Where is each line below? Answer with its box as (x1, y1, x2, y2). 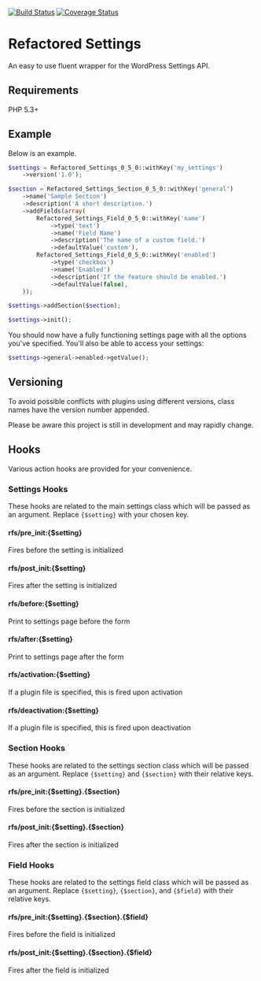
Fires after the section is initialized (8, 839, 119, 850)
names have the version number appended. (8, 405, 149, 414)
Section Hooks (8, 742, 65, 753)
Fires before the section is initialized (8, 804, 125, 814)
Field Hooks (8, 859, 55, 870)
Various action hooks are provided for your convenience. (8, 464, 193, 473)
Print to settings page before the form (8, 616, 130, 626)
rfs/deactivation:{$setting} (8, 705, 100, 715)
